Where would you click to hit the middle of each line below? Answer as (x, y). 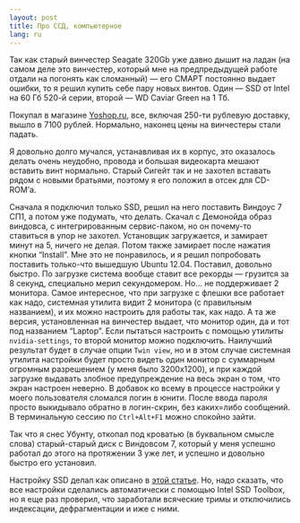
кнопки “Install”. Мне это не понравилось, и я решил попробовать (135, 255)
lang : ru (26, 34)
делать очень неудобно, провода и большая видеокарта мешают (134, 161)
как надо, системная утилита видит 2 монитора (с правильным (131, 302)
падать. (24, 135)
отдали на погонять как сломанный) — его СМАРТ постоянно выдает (142, 79)
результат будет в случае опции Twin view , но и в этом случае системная (150, 350)
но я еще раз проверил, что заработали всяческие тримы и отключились (150, 500)
